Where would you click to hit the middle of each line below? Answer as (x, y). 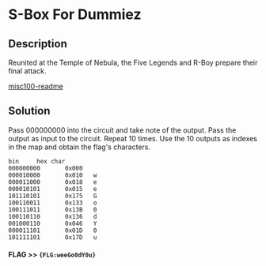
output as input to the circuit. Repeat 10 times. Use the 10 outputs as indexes (133, 138)
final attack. (27, 71)
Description (38, 44)
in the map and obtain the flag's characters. (79, 147)
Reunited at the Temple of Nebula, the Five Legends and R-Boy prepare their (133, 62)
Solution (29, 111)
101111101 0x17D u (53, 237)
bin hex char (37, 161)
